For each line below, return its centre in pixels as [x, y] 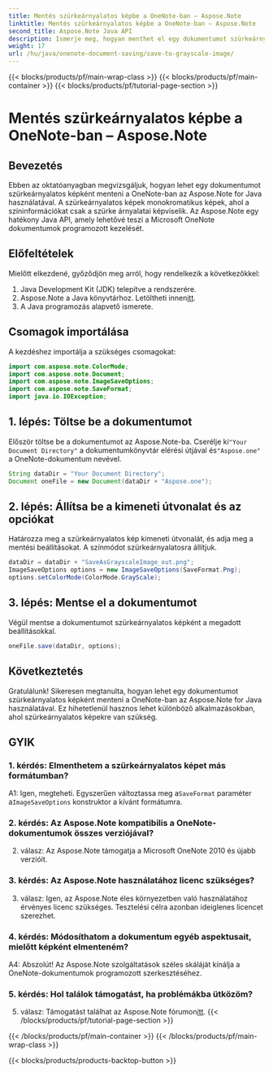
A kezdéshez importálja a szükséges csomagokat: [92, 351]
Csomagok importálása [69, 332]
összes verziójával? [114, 833]
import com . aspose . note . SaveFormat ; [70, 389]
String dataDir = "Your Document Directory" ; [87, 474]
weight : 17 [27, 46]
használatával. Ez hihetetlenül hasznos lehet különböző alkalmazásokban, [132, 708]
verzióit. [34, 859]
